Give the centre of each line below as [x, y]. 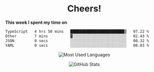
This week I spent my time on [36, 22]
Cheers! [84, 9]
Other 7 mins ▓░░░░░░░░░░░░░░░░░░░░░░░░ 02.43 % [77, 36]
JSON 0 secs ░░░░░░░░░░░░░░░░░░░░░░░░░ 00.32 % [77, 41]
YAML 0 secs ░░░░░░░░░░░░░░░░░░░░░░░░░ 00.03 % [77, 45]
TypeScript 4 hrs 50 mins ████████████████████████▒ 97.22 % [77, 31]
